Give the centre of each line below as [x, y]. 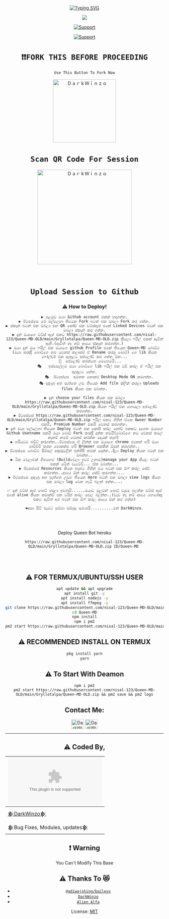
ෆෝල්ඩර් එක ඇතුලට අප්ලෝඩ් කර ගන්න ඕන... [84, 357]
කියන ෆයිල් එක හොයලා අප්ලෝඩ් [127, 407]
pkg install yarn [84, 653]
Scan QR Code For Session [84, 159]
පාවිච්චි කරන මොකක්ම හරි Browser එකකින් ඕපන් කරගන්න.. [84, 446]
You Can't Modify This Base [84, 862]
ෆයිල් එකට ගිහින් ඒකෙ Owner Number [127, 420]
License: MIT [84, 911]
